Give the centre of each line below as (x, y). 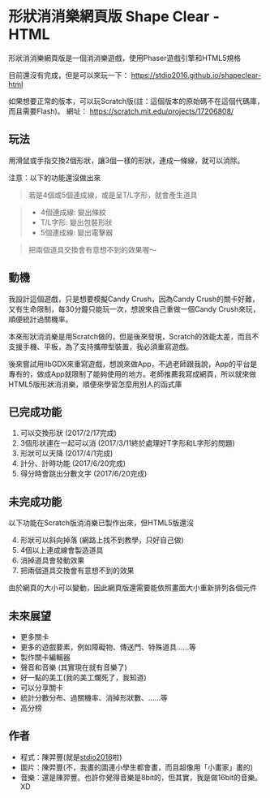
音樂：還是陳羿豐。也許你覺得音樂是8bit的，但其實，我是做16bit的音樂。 (141, 777)
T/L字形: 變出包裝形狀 (76, 222)
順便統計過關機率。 (41, 319)
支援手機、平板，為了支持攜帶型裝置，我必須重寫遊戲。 (101, 347)
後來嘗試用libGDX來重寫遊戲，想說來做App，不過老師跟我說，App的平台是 (133, 364)
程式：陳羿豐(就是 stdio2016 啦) (71, 757)
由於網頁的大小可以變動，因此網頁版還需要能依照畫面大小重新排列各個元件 (133, 588)
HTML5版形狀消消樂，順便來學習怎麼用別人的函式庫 (95, 384)
